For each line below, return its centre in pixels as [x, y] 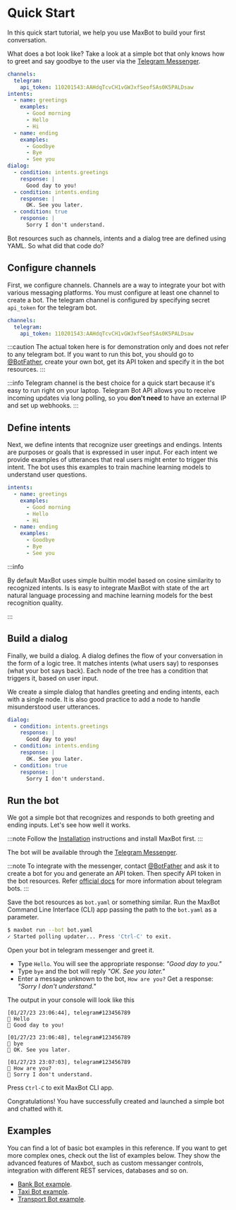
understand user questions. [47, 475]
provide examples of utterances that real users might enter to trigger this [113, 460]
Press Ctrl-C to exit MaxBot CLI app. [61, 1087]
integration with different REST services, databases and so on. [98, 1170]
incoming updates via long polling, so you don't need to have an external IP [117, 398]
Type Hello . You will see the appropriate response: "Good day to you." [119, 963]
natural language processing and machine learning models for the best [110, 595]
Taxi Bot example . [43, 1191]
